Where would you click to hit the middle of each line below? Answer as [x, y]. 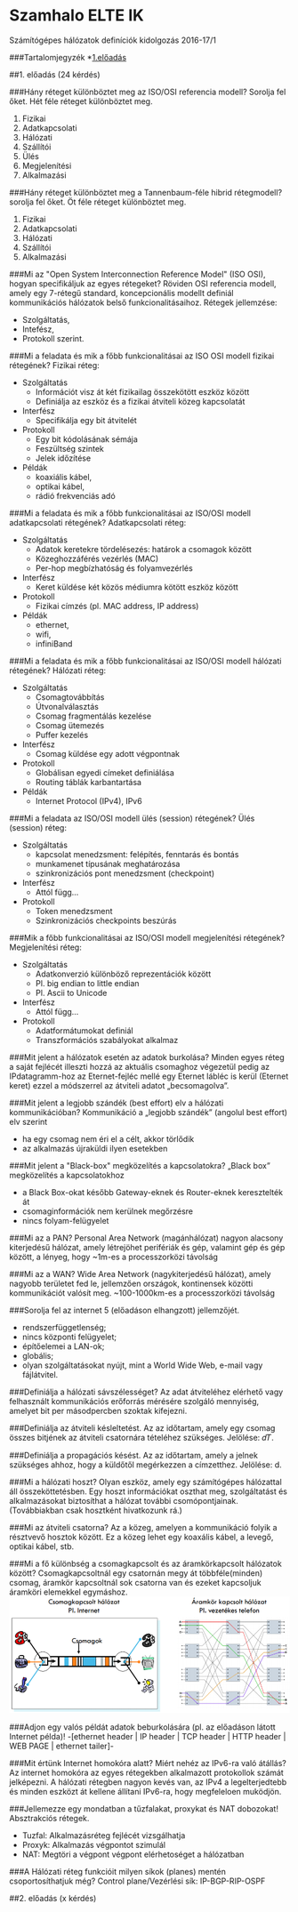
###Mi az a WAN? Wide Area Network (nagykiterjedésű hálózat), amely [140, 1273]
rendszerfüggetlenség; [64, 1327]
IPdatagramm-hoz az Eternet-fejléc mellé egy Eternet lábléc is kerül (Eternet [149, 1076]
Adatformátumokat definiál [84, 1030]
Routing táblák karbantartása [89, 782]
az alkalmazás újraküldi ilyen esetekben [95, 1148]
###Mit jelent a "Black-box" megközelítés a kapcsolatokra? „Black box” [140, 1165]
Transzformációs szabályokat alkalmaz [107, 1040]
